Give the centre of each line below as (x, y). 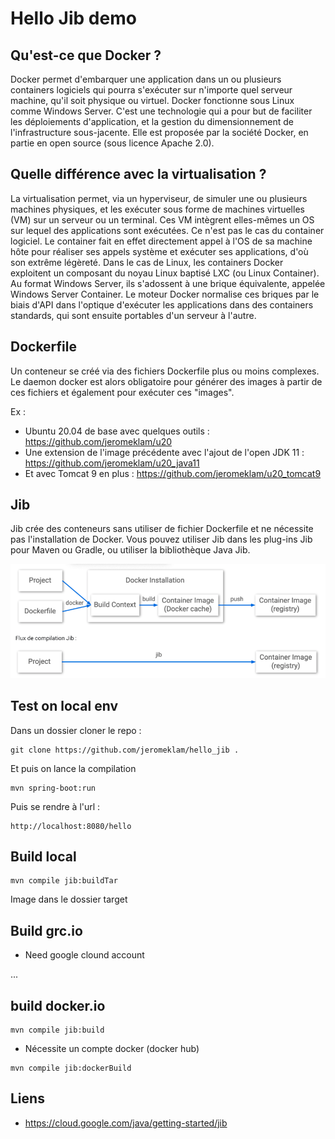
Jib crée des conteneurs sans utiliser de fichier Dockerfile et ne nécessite (162, 529)
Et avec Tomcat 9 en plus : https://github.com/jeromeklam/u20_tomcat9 (173, 473)
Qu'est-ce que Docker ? (86, 55)
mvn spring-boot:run (53, 788)
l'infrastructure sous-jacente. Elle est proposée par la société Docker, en (159, 132)
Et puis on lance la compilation (73, 768)
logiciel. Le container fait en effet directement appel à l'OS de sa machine (161, 241)
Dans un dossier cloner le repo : (76, 730)
